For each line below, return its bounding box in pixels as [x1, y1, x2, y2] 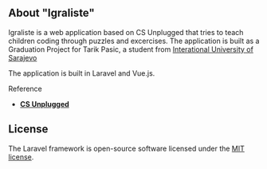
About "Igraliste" [8, 6, 96, 20]
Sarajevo [8, 53, 37, 62]
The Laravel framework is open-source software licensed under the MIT [8, 143, 245, 153]
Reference [8, 84, 42, 93]
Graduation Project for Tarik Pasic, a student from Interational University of [8, 44, 253, 54]
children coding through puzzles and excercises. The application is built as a [8, 36, 260, 45]
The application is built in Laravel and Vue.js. [8, 68, 155, 78]
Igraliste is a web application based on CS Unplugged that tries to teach [8, 27, 244, 37]
